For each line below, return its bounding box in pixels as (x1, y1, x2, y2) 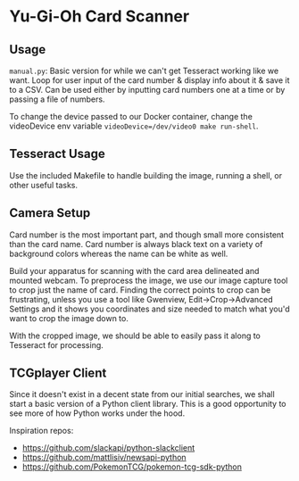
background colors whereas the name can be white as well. (9, 248, 228, 259)
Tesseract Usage (9, 146, 105, 162)
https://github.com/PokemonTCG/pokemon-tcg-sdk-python (21, 461, 243, 472)
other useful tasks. (9, 179, 79, 190)
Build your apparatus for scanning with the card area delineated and (9, 265, 260, 276)
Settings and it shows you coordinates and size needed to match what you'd (9, 303, 290, 314)
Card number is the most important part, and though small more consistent (9, 229, 284, 240)
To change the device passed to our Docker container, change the (9, 112, 253, 121)
